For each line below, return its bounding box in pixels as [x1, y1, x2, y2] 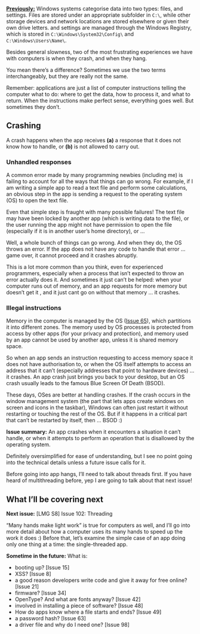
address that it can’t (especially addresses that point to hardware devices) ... [6, 367, 195, 374]
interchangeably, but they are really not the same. [6, 73, 128, 80]
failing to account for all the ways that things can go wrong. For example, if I [6, 178, 193, 185]
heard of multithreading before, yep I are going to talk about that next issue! [6, 477, 192, 484]
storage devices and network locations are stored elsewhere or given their [6, 18, 189, 25]
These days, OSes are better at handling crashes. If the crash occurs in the [6, 391, 191, 398]
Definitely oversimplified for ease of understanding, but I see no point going [6, 453, 192, 460]
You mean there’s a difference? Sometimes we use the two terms [6, 66, 166, 74]
